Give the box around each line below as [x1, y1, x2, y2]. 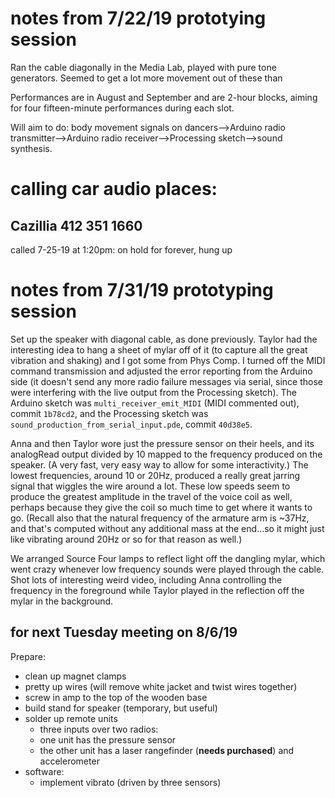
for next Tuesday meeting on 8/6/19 [10, 624, 238, 641]
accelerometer [39, 755, 100, 767]
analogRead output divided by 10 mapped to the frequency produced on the [10, 448, 323, 460]
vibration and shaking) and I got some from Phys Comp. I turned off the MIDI [10, 354, 326, 366]
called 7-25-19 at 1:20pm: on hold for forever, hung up [10, 243, 233, 256]
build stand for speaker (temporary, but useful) [24, 702, 218, 714]
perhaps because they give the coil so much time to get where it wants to [10, 501, 313, 513]
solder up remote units [24, 712, 118, 724]
